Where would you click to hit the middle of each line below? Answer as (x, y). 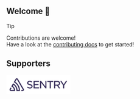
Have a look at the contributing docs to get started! (70, 44)
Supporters (28, 64)
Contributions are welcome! (41, 38)
